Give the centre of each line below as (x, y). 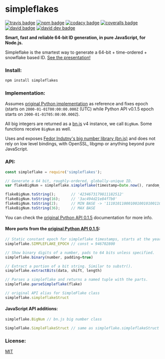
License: (15, 341)
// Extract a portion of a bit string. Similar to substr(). (69, 266)
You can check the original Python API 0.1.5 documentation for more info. (79, 217)
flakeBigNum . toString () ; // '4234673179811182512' (65, 195)
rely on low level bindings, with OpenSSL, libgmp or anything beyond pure (80, 144)
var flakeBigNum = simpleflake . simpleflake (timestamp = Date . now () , (74, 186)
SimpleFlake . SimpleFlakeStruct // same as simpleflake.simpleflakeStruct (82, 328)
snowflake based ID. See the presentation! (48, 57)
